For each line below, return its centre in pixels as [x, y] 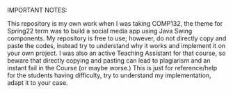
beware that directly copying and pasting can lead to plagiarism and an [109, 61]
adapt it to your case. [38, 83]
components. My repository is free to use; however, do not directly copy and [117, 38]
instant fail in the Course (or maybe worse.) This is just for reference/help [112, 68]
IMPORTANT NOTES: [37, 10]
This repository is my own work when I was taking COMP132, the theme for [115, 23]
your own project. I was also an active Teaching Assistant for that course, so [116, 53]
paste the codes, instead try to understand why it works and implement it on [116, 46]
